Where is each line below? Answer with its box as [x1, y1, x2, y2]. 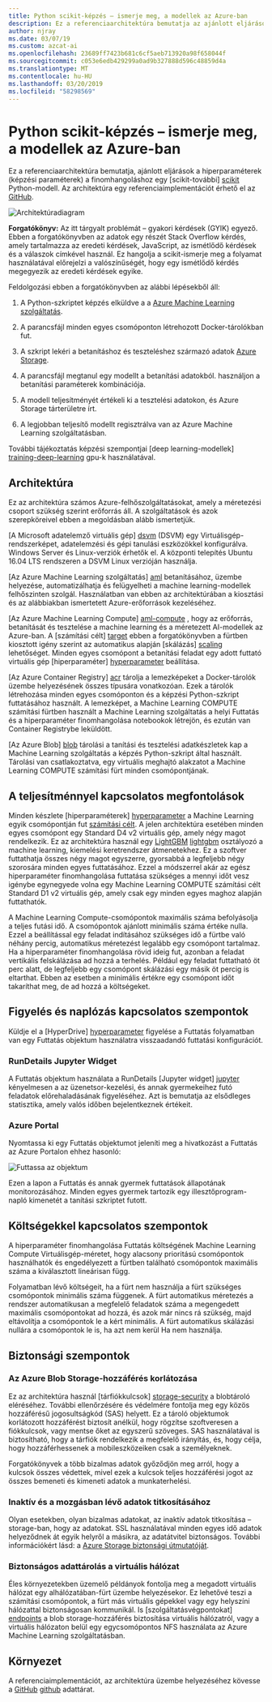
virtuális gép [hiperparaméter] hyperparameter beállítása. [8, 657, 200, 667]
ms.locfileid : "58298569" [8, 87, 96, 96]
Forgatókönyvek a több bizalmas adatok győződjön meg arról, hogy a [8, 1459, 240, 1468]
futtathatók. [8, 897, 47, 907]
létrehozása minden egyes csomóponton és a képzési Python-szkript [8, 690, 240, 700]
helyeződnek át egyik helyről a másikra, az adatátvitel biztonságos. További [8, 1532, 261, 1541]
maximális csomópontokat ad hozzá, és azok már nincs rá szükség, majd [8, 1308, 252, 1318]
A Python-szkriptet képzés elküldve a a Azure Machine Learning [19, 298, 235, 308]
